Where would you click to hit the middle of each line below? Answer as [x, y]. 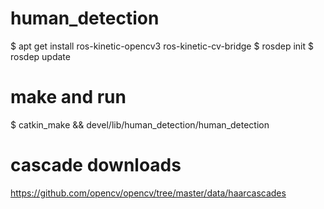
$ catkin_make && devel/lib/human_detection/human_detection [140, 124]
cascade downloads [96, 165]
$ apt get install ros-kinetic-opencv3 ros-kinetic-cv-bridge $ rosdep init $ [162, 46]
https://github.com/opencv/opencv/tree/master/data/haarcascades [148, 193]
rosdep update [40, 56]
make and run [68, 97]
